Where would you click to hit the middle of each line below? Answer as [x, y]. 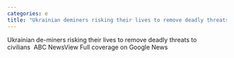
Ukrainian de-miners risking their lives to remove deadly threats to [102, 39]
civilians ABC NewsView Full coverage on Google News [88, 47]
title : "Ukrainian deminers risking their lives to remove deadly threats [118, 20]
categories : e [28, 13]
